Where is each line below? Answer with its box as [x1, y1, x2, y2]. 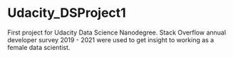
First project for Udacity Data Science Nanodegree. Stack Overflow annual [7, 28, 227, 37]
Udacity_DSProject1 [7, 5, 126, 21]
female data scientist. [7, 43, 71, 51]
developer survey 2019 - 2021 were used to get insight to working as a [7, 35, 214, 44]
